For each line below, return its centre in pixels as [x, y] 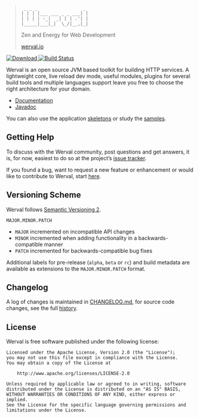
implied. [17, 400]
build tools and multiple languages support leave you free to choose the [95, 82]
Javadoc [26, 107]
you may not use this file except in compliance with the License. [92, 358]
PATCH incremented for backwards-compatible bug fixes [84, 251]
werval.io [32, 46]
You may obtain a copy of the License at [59, 363]
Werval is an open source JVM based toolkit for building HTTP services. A [98, 70]
